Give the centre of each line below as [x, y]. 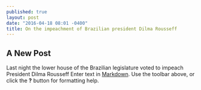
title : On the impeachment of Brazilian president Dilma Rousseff [92, 29]
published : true [27, 12]
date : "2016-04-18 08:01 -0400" [47, 23]
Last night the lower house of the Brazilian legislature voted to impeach [95, 68]
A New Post [29, 53]
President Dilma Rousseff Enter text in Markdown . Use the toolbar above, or [100, 74]
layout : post [23, 18]
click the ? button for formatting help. [53, 81]
